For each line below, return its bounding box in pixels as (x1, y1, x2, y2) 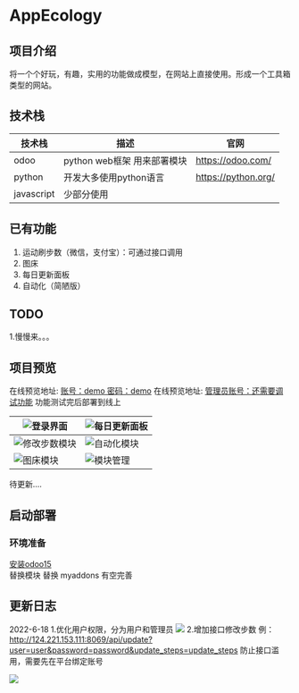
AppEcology (9, 5, 103, 26)
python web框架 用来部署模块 (63, 154, 187, 166)
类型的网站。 (9, 80, 56, 90)
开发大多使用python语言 (63, 171, 165, 183)
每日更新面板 (21, 269, 70, 280)
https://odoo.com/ (195, 154, 272, 166)
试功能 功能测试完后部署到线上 (9, 397, 121, 408)
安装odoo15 (9, 558, 52, 569)
